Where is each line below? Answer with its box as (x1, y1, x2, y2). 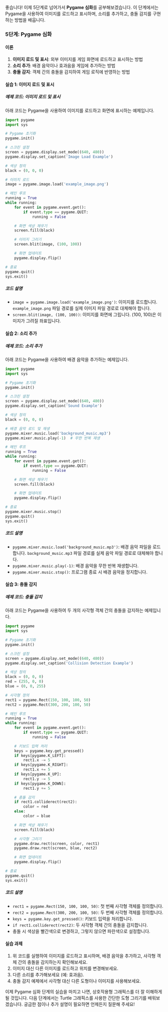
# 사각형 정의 (5, 693, 30, 698)
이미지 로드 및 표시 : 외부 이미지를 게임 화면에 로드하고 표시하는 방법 (12, 56, 143, 62)
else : (14, 809, 26, 814)
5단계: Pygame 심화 (5, 31, 52, 38)
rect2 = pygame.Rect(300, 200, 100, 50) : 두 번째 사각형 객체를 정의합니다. (12, 909, 163, 915)
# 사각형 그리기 (14, 836, 42, 841)
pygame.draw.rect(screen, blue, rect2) (14, 846, 98, 851)
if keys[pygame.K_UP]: (14, 772, 62, 777)
